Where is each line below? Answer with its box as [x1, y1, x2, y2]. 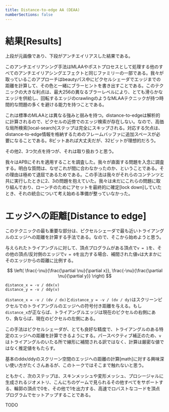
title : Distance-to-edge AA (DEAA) [5, 7, 80, 13]
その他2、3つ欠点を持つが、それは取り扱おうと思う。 [5, 148, 117, 154]
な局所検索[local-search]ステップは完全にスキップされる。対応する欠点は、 [5, 125, 163, 131]
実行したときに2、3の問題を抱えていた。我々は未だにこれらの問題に [14, 178, 156, 184]
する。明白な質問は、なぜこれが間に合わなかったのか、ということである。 [5, 165, 160, 172]
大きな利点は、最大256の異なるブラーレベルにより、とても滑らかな [22, 89, 163, 95]
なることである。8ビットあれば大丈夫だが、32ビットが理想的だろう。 [14, 137, 159, 144]
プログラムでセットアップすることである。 [5, 392, 94, 398]
